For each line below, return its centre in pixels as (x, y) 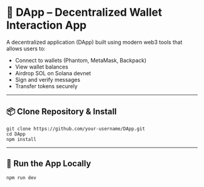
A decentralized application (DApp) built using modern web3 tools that (94, 42)
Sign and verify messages (48, 80)
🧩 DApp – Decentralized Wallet (84, 12)
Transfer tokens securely (46, 86)
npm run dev (21, 178)
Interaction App (46, 25)
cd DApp (16, 134)
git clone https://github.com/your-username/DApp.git (76, 129)
